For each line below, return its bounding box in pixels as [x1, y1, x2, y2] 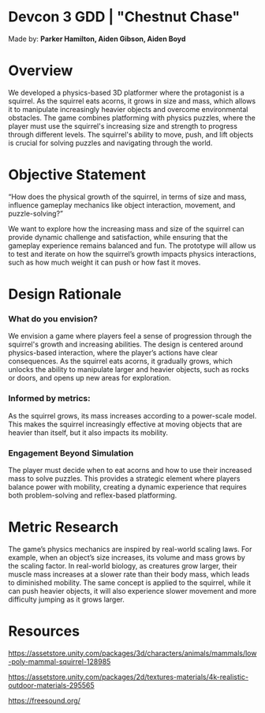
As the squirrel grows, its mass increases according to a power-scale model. [8, 411, 257, 420]
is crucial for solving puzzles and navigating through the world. [8, 138, 213, 148]
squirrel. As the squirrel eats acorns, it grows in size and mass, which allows [8, 96, 256, 106]
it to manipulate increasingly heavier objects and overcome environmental [8, 104, 248, 114]
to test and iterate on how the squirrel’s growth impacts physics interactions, [8, 249, 256, 258]
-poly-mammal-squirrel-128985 [8, 656, 111, 666]
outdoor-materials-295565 [8, 680, 95, 690]
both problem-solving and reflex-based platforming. [8, 490, 177, 500]
